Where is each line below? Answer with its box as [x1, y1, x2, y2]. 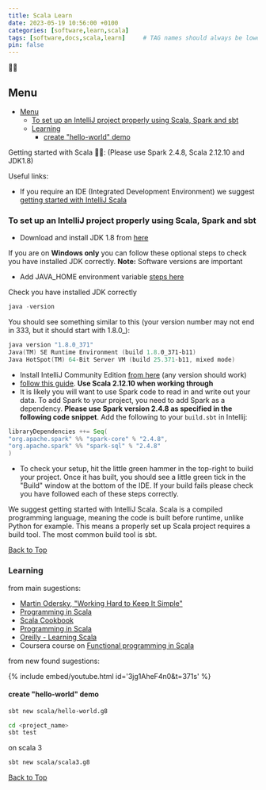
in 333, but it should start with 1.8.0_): [8, 326, 131, 336]
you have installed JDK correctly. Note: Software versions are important [8, 257, 243, 267]
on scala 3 [8, 743, 42, 753]
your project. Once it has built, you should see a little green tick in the [19, 473, 246, 482]
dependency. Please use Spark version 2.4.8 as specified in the [19, 404, 233, 413]
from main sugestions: [8, 583, 82, 592]
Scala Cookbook [19, 616, 74, 625]
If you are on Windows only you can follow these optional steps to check [8, 248, 247, 258]
